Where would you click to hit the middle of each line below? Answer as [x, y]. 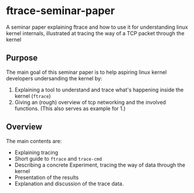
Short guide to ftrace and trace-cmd [58, 158]
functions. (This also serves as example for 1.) [70, 108]
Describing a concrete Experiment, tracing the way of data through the [100, 165]
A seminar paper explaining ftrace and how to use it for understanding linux [97, 27]
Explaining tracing [36, 152]
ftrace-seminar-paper [61, 11]
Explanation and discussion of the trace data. [69, 184]
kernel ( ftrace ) [33, 96]
